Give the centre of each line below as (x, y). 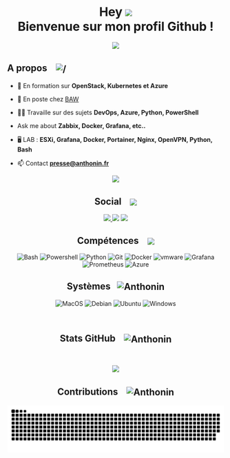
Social (108, 201)
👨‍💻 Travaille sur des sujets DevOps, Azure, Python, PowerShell (108, 112)
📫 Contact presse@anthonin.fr (63, 163)
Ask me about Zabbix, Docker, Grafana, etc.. (81, 125)
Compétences (108, 241)
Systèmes (89, 286)
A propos (27, 69)
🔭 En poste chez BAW (48, 99)
